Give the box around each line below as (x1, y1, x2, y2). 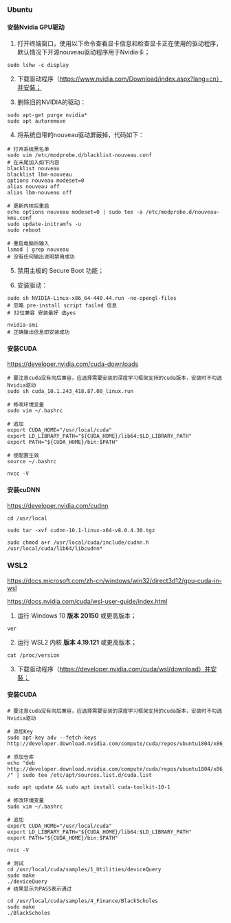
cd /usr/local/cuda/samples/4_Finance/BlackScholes (7, 897, 158, 904)
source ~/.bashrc (7, 458, 57, 465)
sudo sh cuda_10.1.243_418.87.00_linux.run (7, 388, 134, 395)
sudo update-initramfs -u (7, 221, 81, 228)
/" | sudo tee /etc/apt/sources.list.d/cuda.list (7, 772, 153, 779)
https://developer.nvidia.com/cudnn (7, 501, 109, 509)
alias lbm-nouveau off (7, 190, 72, 196)
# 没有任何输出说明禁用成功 (7, 254, 76, 261)
